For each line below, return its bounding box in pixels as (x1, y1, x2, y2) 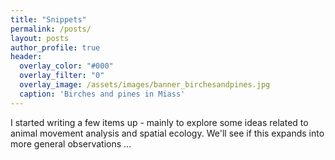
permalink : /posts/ (10, 24, 92, 34)
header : (10, 52, 43, 62)
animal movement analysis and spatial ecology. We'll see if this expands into (10, 127, 325, 139)
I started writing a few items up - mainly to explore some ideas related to (10, 116, 309, 128)
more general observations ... (10, 137, 132, 150)
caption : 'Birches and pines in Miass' (19, 89, 186, 99)
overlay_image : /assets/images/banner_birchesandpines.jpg (19, 80, 271, 90)
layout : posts (10, 33, 70, 43)
